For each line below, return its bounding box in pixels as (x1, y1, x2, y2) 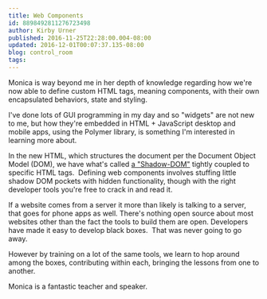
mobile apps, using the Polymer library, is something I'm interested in (8, 126, 235, 136)
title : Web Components (8, 11, 84, 20)
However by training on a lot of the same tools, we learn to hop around (8, 249, 240, 258)
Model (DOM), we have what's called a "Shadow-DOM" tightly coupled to (8, 159, 249, 169)
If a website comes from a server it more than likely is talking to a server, (8, 200, 247, 209)
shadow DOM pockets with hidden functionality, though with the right (8, 176, 237, 185)
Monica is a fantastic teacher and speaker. (8, 282, 148, 291)
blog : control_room (8, 49, 73, 56)
